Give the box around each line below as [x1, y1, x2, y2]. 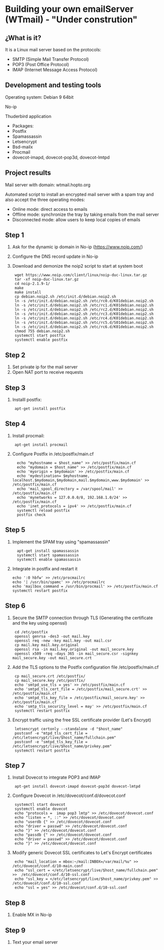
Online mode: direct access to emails [12, 206, 88, 212]
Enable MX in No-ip [12, 912, 52, 918]
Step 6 [5, 601, 26, 610]
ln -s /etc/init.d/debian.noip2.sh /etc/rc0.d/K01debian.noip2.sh [14, 299, 154, 304]
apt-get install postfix [14, 406, 66, 411]
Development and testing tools [5, 81, 101, 89]
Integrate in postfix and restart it [12, 565, 78, 571]
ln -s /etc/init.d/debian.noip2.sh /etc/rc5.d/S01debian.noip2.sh [14, 320, 154, 325]
